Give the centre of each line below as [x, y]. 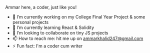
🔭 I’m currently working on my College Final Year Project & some [79, 17]
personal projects [30, 22]
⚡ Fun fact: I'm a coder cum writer [47, 46]
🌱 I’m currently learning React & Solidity [53, 27]
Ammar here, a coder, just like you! [41, 7]
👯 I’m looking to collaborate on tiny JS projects [60, 33]
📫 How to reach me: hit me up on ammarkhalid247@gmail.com [78, 38]
